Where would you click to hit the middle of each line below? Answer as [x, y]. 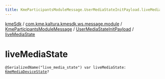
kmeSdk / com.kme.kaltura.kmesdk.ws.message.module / [64, 24]
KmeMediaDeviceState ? [27, 72]
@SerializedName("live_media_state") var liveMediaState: [66, 67]
